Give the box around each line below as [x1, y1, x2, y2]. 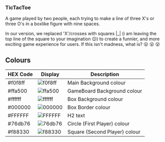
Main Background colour [67, 80, 126, 87]
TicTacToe [5, 4, 31, 11]
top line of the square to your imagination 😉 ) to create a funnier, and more [5, 36, 160, 42]
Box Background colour [67, 96, 123, 103]
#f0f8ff [8, 80, 25, 87]
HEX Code [8, 71, 33, 78]
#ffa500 [8, 88, 28, 95]
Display [41, 71, 60, 78]
